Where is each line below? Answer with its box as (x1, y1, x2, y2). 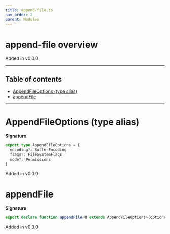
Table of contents (5, 74, 62, 84)
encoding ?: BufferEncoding (10, 147, 67, 152)
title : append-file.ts (5, 7, 53, 13)
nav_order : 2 (5, 12, 33, 17)
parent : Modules (5, 17, 39, 22)
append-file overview (5, 38, 98, 50)
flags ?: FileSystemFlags (10, 152, 62, 157)
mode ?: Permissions (10, 157, 51, 162)
